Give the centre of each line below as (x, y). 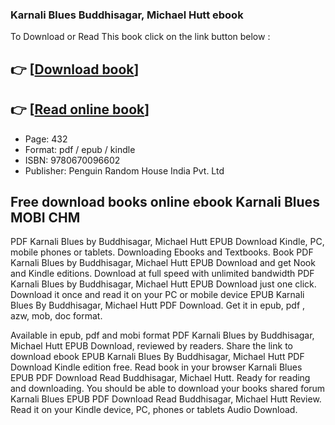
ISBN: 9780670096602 (72, 160)
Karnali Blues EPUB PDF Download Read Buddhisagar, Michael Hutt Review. (166, 399)
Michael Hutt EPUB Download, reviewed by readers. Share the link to (151, 346)
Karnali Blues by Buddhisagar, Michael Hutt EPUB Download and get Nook (163, 263)
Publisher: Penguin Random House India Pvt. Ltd (124, 170)
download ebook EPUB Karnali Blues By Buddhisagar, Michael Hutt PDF (157, 357)
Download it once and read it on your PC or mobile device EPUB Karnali (157, 295)
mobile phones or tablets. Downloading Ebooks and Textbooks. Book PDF (162, 252)
